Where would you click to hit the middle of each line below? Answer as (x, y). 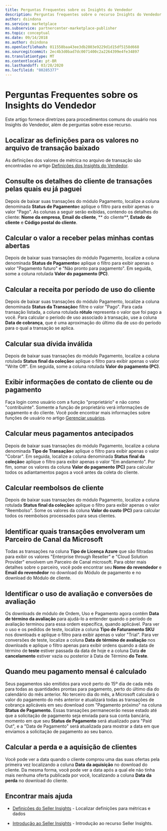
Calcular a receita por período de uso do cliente (80, 290)
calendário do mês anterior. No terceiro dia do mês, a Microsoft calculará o (82, 694)
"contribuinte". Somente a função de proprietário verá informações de (77, 407)
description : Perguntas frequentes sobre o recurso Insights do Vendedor (83, 14)
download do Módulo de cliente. (38, 578)
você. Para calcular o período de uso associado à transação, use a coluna (81, 317)
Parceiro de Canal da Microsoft (54, 539)
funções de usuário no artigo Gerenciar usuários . (56, 418)
